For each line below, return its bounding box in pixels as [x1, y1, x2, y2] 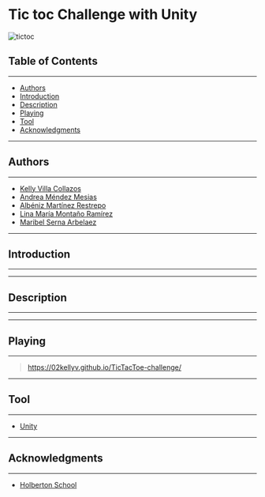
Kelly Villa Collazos [19, 183, 81, 193]
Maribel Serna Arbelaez [19, 217, 97, 227]
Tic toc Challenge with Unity [8, 6, 198, 24]
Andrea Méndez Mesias [19, 192, 97, 201]
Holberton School [19, 480, 77, 489]
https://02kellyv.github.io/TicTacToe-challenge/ [27, 363, 181, 372]
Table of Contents [8, 55, 99, 68]
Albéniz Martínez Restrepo [19, 200, 106, 210]
